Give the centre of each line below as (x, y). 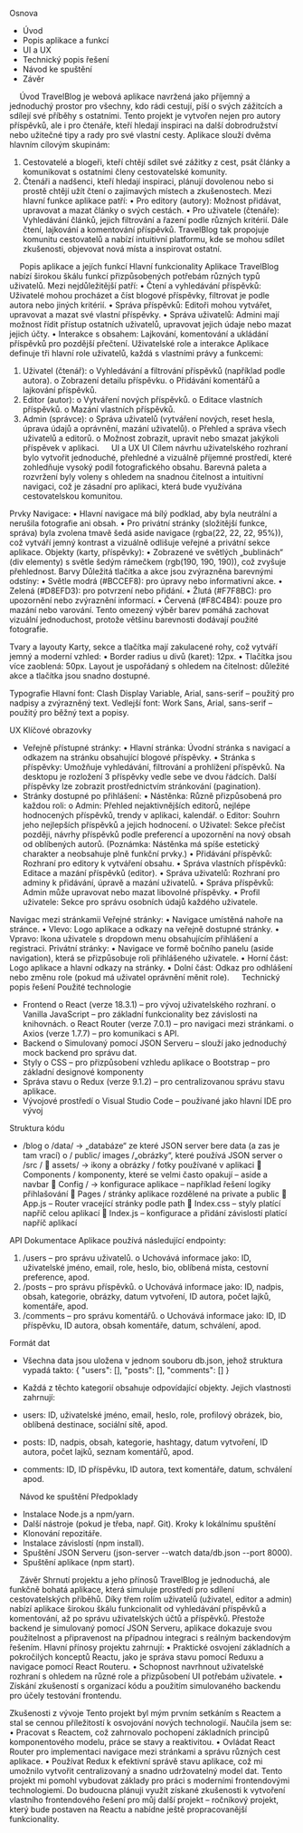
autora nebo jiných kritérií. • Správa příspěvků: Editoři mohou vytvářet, (141, 305)
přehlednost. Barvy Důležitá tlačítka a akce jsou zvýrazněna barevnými (141, 571)
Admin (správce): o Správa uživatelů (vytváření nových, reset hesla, (149, 419)
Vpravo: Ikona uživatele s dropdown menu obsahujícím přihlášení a (134, 939)
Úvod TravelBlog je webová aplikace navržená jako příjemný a (135, 96)
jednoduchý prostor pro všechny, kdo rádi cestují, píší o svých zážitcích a (146, 106)
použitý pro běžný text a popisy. (69, 712)
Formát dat (30, 1343)
